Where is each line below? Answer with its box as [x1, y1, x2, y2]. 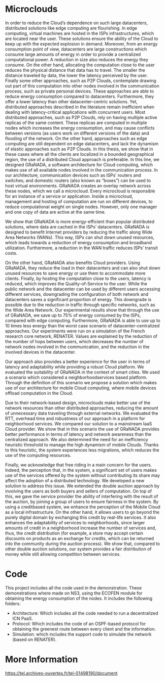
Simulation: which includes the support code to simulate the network [12, 631, 152, 637]
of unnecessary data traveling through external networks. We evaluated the [5, 410, 159, 416]
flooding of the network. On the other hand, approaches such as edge [5, 135, 147, 141]
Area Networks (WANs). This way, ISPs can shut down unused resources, [5, 234, 155, 240]
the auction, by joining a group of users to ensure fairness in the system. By [5, 499, 159, 504]
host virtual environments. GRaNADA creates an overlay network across [5, 182, 151, 188]
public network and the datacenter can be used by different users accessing [5, 286, 161, 292]
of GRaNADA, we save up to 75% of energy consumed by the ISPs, [5, 312, 141, 318]
